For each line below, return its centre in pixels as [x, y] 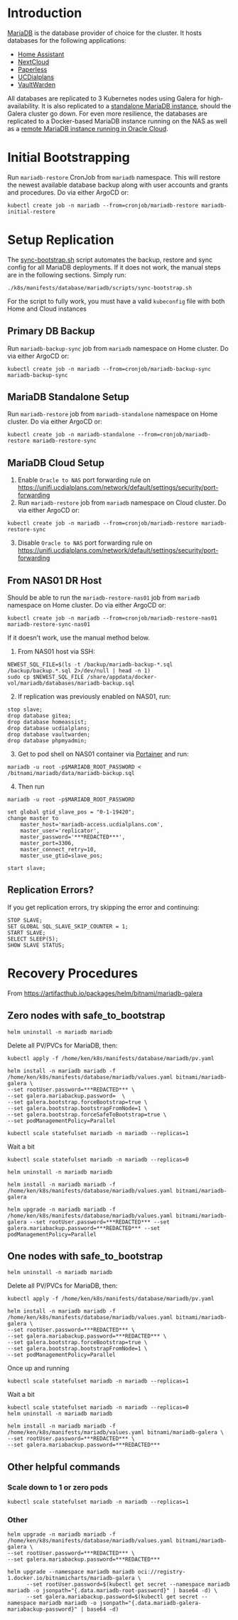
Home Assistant [41, 54]
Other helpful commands [64, 1467]
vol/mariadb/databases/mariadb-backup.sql [71, 683]
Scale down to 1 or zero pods [58, 1487]
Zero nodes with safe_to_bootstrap [86, 1016]
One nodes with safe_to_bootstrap [85, 1256]
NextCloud [33, 61]
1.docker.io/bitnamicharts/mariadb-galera [71, 1578]
